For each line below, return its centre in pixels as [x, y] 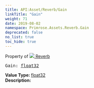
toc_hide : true [21, 42]
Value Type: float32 [25, 75]
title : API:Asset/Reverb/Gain [36, 10]
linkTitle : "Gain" [24, 14]
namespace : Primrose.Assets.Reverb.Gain [47, 28]
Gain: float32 [22, 65]
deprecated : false [24, 32]
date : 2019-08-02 [23, 23]
